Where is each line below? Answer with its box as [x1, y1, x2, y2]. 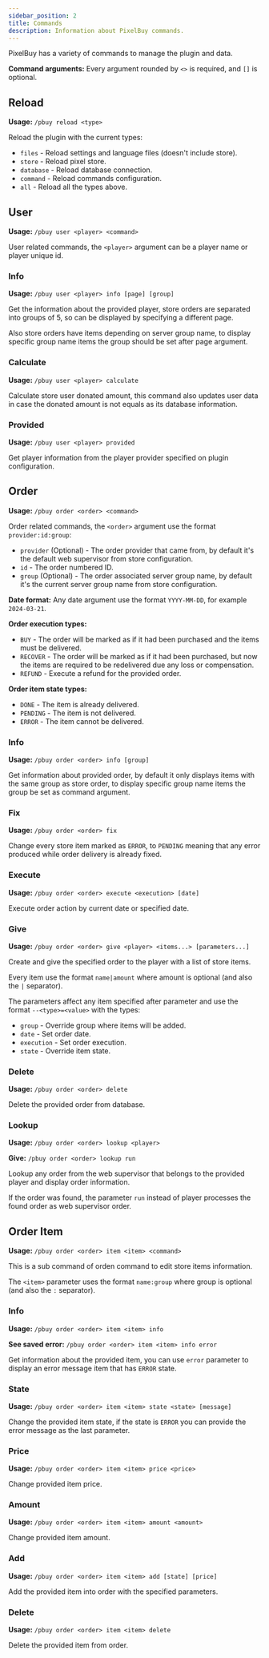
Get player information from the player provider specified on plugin [8, 453, 229, 462]
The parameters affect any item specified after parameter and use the [8, 996, 239, 1006]
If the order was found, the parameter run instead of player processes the [8, 1193, 251, 1202]
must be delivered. [19, 642, 82, 653]
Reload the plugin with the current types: [8, 133, 143, 143]
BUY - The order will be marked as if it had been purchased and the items [19, 634, 259, 644]
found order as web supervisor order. [8, 1201, 132, 1211]
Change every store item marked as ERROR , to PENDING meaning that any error [8, 841, 261, 851]
